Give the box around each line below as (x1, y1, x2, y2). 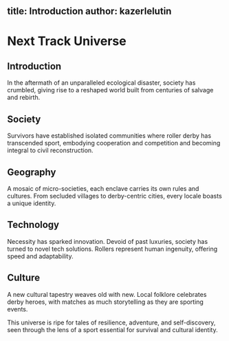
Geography (7, 166, 56, 178)
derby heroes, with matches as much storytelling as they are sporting (7, 298, 204, 306)
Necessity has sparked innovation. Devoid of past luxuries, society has (7, 237, 208, 245)
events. (7, 304, 28, 313)
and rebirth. (7, 93, 41, 102)
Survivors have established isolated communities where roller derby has (7, 132, 212, 140)
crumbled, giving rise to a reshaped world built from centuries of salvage (7, 86, 214, 94)
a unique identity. (7, 199, 56, 207)
